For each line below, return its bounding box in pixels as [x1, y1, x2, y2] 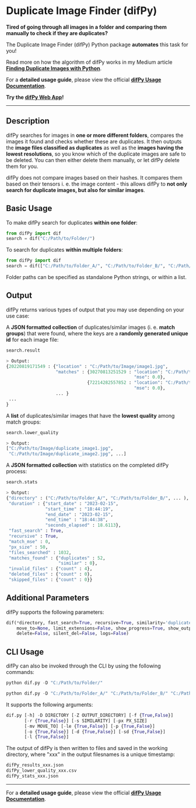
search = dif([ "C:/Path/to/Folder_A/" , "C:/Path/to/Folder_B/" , [6, 263, 166, 269]
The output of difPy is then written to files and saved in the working [6, 745, 168, 752]
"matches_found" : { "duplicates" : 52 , [8, 555, 106, 561]
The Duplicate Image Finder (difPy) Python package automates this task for [6, 41, 188, 48]
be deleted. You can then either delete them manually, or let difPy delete [6, 156, 180, 163]
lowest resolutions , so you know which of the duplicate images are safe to [6, 150, 186, 157]
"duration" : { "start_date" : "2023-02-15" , [8, 500, 118, 507]
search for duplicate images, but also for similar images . [6, 186, 145, 194]
